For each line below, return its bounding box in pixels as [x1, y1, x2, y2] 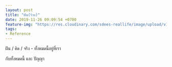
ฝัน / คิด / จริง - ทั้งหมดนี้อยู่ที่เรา [5, 46, 61, 51]
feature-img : [5, 21, 33, 27]
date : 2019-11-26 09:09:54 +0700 [5, 17, 77, 22]
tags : [5, 27, 17, 32]
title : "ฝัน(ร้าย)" [5, 12, 40, 17]
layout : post [5, 7, 33, 13]
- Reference [5, 31, 31, 36]
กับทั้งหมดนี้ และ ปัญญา [5, 56, 45, 61]
